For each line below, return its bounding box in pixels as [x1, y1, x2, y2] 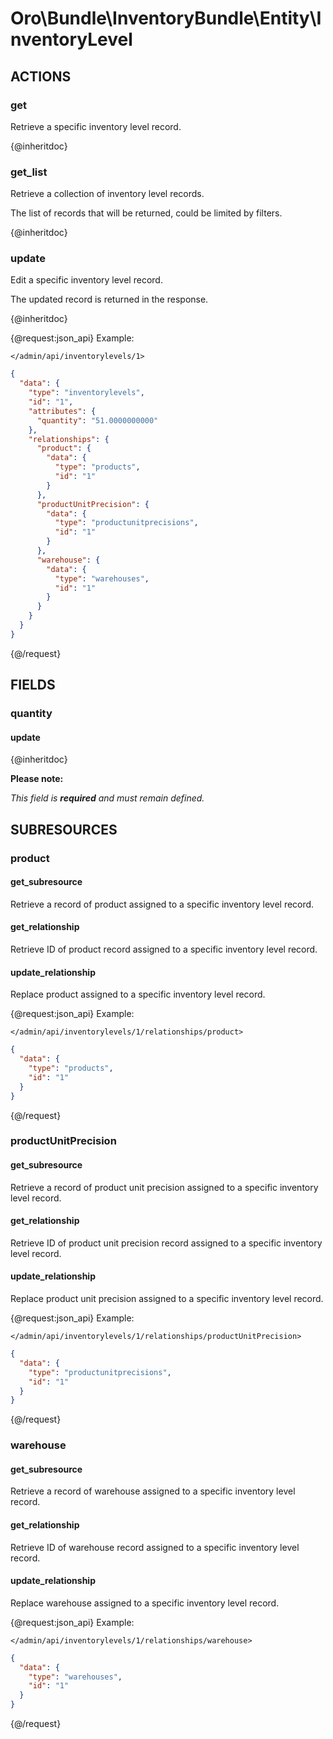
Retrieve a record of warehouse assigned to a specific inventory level [10, 1485, 296, 1497]
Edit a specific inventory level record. [10, 274, 163, 286]
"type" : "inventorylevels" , [28, 388, 145, 398]
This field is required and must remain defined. [10, 792, 205, 804]
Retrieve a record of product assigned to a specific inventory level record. [10, 898, 315, 910]
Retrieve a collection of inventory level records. [10, 188, 205, 200]
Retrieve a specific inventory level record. [10, 120, 182, 132]
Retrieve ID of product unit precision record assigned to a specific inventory [10, 1237, 323, 1249]
